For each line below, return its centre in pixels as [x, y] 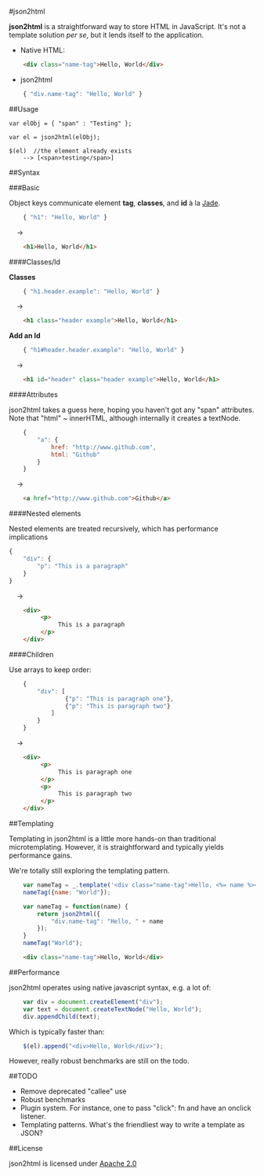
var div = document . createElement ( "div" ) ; [93, 1001]
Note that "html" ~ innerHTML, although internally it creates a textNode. [125, 418]
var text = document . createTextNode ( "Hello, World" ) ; [112, 1009]
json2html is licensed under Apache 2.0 [73, 1163]
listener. [33, 1116]
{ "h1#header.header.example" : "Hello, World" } [104, 350]
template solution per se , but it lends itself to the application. [107, 35]
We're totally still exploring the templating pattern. [89, 871]
